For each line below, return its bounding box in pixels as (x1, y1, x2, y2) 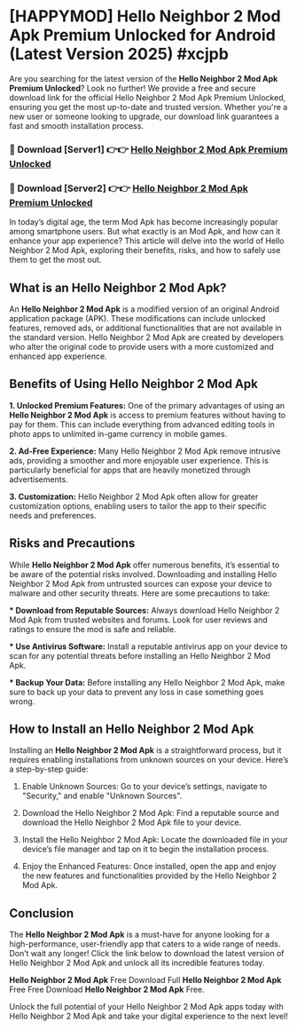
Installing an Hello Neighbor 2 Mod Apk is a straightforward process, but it (9, 745, 282, 756)
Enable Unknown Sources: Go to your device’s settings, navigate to (21, 781, 268, 792)
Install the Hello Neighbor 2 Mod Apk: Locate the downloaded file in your (21, 835, 288, 845)
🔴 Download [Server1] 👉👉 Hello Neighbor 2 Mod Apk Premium (9, 143, 288, 155)
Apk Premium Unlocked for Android (9, 25, 277, 45)
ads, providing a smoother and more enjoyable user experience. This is (9, 455, 269, 465)
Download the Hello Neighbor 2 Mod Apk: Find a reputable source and (21, 808, 279, 819)
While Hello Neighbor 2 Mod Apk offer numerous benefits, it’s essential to (9, 559, 280, 570)
